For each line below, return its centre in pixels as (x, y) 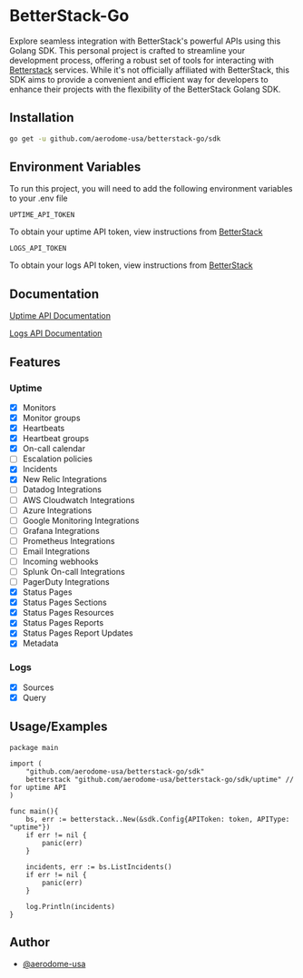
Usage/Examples (59, 727)
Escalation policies (58, 459)
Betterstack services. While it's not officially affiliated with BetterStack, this (150, 70)
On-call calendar (54, 449)
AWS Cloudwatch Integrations (78, 499)
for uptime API (38, 787)
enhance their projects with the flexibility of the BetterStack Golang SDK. (145, 89)
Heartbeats (44, 429)
